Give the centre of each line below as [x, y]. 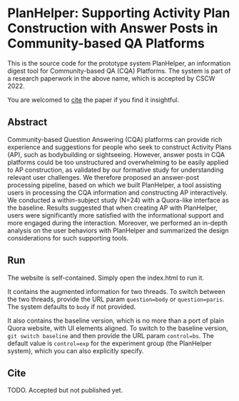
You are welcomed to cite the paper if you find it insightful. [93, 100]
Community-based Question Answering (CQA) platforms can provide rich [115, 139]
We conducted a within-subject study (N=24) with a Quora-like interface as [118, 200]
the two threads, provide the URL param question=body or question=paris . [116, 299]
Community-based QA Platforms [106, 44]
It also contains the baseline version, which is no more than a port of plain [116, 320]
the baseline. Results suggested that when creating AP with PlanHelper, [112, 208]
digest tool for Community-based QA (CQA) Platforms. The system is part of [119, 71]
